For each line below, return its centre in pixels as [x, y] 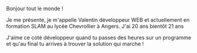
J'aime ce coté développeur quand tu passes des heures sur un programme [98, 37]
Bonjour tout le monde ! [35, 9]
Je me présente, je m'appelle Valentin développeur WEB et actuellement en [98, 20]
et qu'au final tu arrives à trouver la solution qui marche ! [75, 44]
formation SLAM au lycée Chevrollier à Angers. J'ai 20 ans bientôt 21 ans [95, 26]
